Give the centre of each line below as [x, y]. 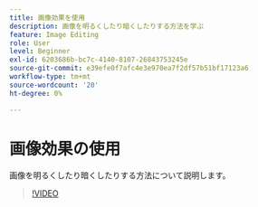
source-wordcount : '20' [54, 85]
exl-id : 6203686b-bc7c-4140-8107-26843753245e [99, 60]
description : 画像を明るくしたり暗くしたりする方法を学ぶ [106, 26]
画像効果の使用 [65, 149]
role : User [30, 43]
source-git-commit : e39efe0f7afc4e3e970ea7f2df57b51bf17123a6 [129, 69]
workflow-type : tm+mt [50, 77]
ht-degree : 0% [36, 93]
